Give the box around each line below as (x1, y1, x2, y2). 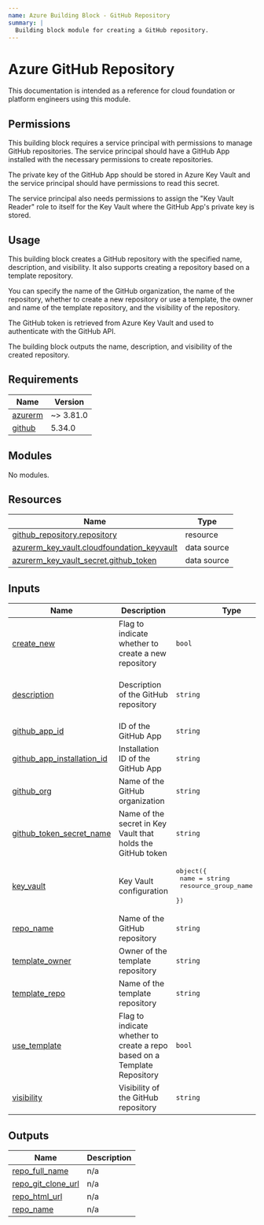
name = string (179, 875, 230, 883)
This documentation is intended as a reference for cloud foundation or (8, 86, 236, 95)
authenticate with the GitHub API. (8, 326, 116, 335)
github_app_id (12, 726, 64, 737)
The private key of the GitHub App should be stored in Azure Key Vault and (8, 170, 251, 179)
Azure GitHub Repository (8, 60, 175, 78)
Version (54, 396, 85, 407)
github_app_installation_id (12, 753, 108, 764)
